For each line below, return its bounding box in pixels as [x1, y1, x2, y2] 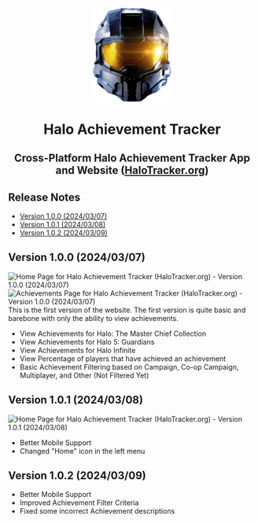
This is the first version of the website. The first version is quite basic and [8, 305, 246, 315]
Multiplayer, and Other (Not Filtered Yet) [19, 370, 149, 380]
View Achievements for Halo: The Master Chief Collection [19, 329, 207, 338]
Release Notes [8, 190, 81, 204]
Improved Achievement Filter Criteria [19, 498, 139, 507]
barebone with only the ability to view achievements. [8, 313, 179, 322]
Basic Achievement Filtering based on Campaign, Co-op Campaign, [19, 362, 239, 371]
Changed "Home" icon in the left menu [19, 446, 146, 455]
